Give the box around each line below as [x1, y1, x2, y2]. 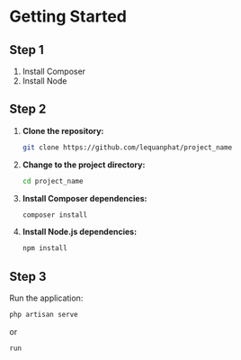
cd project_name [22, 176, 84, 185]
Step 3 [9, 268, 47, 284]
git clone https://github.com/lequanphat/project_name [22, 142, 233, 152]
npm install [22, 244, 67, 253]
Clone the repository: [22, 125, 104, 136]
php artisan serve [9, 310, 78, 319]
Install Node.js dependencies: [22, 227, 138, 238]
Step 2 [9, 102, 47, 117]
